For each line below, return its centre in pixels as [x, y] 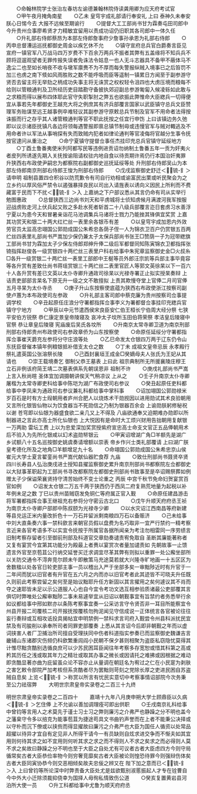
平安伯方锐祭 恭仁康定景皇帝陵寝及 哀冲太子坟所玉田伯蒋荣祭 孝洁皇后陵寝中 [98, 317]
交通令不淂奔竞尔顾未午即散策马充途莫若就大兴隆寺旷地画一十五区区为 [106, 560]
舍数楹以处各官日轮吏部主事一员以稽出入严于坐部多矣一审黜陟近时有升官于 [96, 567]
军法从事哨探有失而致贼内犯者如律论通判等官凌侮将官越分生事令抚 [111, 133]
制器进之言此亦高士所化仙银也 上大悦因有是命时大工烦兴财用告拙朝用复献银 [97, 420]
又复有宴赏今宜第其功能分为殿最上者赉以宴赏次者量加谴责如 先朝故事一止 [94, 545]
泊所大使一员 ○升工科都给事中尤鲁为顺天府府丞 [68, 785]
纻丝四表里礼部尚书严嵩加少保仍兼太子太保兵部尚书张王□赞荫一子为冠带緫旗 [98, 236]
